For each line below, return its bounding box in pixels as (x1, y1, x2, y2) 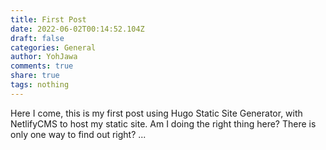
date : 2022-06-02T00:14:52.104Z (10, 24, 145, 34)
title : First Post (10, 14, 87, 25)
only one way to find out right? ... (10, 128, 147, 140)
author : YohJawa (10, 52, 78, 62)
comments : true (10, 61, 74, 71)
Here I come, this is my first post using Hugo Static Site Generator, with (10, 107, 303, 119)
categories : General (10, 42, 97, 53)
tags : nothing (10, 80, 70, 90)
